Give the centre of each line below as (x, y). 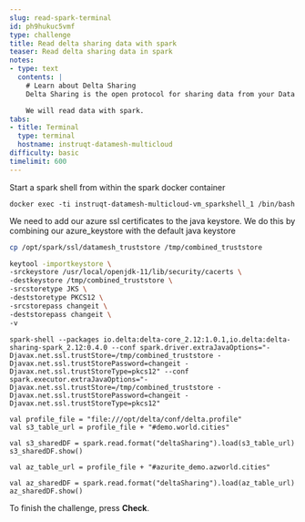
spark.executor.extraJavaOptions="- (79, 379)
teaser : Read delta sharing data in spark (91, 52)
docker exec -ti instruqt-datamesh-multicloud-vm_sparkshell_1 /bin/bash (152, 204)
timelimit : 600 (38, 161)
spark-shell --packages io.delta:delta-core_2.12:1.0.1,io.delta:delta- (150, 339)
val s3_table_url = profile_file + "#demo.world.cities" (120, 427)
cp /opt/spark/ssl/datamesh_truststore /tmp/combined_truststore (136, 247)
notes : (22, 60)
